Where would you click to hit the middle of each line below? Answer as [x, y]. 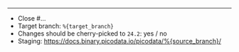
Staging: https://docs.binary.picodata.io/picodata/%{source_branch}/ [119, 41]
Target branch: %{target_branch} [65, 26]
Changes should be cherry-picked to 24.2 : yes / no [92, 33]
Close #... [32, 18]
